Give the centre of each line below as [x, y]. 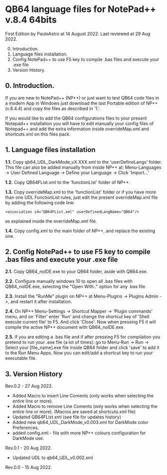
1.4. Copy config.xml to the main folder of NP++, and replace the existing [80, 231]
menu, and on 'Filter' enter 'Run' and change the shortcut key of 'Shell [77, 317]
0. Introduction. [30, 86]
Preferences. [25, 428]
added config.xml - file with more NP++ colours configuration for [79, 433]
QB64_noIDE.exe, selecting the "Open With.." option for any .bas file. [76, 287]
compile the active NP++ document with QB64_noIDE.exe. [65, 327]
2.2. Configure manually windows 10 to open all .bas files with [69, 281]
